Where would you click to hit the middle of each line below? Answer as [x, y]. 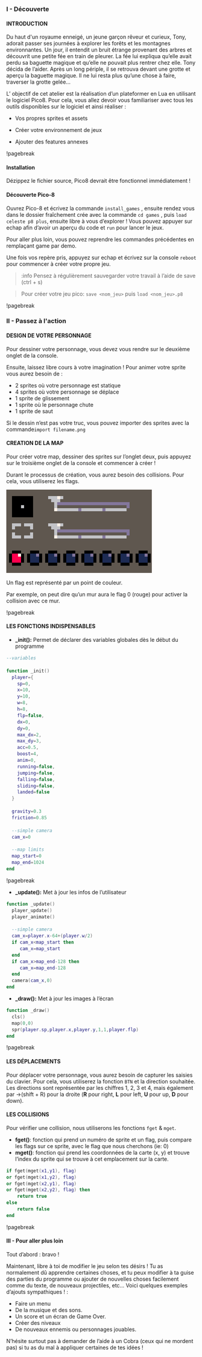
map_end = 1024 [28, 863]
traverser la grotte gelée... [39, 82]
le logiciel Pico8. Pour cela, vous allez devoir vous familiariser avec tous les [100, 100]
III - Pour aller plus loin [35, 1241]
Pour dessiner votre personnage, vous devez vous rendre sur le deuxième [98, 349]
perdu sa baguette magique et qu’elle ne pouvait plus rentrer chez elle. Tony [101, 63]
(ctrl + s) [32, 282]
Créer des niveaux [38, 1323]
